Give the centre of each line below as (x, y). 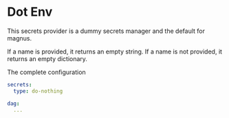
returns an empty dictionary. (47, 58)
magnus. (20, 38)
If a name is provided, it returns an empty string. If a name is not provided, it (115, 51)
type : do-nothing (38, 91)
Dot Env (30, 12)
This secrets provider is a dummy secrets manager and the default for (106, 31)
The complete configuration (46, 72)
